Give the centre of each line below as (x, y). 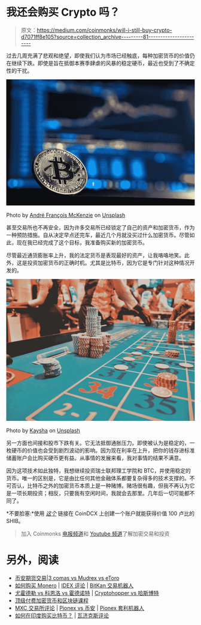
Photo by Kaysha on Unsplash (43, 430)
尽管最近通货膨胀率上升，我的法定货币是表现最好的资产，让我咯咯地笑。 (95, 255)
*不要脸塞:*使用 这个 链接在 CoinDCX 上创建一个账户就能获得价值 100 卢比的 (100, 513)
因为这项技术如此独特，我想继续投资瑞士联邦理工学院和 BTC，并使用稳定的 (99, 471)
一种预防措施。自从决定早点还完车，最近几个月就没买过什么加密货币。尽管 (98, 235)
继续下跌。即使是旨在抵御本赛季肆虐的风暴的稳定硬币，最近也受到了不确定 (103, 63)
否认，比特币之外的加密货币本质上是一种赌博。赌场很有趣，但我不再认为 (100, 486)
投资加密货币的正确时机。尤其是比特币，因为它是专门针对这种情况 (108, 263)
